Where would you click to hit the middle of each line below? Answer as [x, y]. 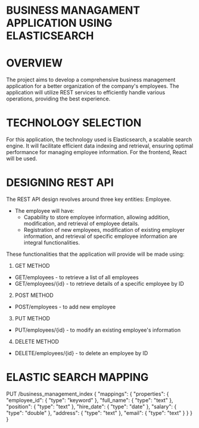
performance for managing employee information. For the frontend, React [97, 152]
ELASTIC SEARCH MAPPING [77, 377]
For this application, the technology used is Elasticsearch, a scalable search [99, 140]
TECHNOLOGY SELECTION [74, 123]
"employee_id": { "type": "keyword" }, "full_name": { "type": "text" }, [90, 400]
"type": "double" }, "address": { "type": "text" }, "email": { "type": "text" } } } [99, 412]
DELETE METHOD [37, 342]
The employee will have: [44, 211]
